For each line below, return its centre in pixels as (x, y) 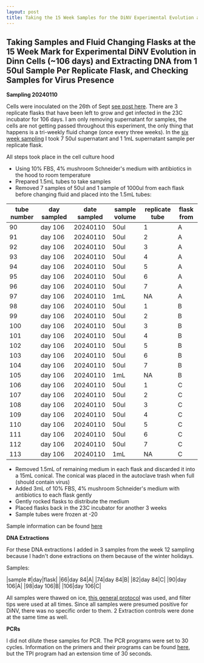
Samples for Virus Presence (60, 80)
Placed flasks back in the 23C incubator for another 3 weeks (91, 508)
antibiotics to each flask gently (53, 495)
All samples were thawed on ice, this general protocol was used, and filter (99, 598)
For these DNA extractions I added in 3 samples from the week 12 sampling (100, 549)
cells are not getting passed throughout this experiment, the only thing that (100, 126)
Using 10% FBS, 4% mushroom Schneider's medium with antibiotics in (103, 169)
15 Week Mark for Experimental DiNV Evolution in (101, 51)
